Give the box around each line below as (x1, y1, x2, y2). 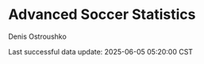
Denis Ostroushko (8, 32, 67, 41)
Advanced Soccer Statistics (8, 6, 196, 24)
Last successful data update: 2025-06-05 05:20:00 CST (8, 47, 193, 56)
